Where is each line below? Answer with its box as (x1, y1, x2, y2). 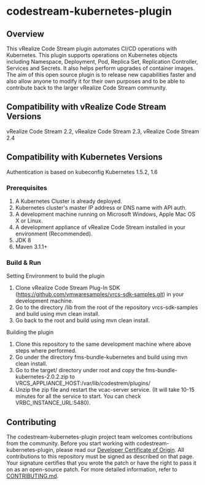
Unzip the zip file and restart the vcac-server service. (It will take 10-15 (15, 386, 195, 394)
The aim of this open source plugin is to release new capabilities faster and (6, 71, 196, 78)
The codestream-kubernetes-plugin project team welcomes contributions (6, 433, 193, 441)
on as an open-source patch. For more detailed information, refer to (6, 466, 178, 473)
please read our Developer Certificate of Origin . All (56, 446, 184, 454)
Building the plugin (6, 329, 54, 336)
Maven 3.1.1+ (15, 243, 48, 250)
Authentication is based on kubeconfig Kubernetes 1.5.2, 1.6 (6, 168, 158, 175)
